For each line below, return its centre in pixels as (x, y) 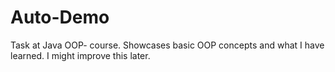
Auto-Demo (60, 17)
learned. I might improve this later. (80, 55)
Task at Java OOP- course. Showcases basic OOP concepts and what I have (167, 45)
